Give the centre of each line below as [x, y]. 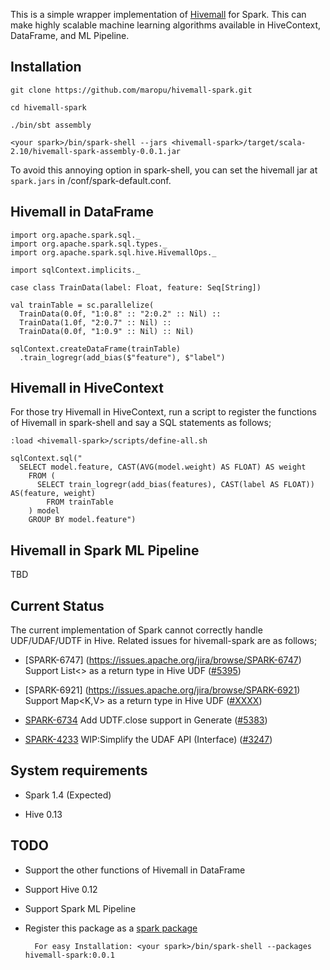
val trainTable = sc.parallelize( [82, 305]
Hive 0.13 [43, 814]
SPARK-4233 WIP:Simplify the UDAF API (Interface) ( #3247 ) [148, 740]
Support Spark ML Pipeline [80, 908]
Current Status [57, 605]
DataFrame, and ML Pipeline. [70, 35]
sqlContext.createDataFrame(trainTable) [96, 349]
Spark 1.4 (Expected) [68, 795]
